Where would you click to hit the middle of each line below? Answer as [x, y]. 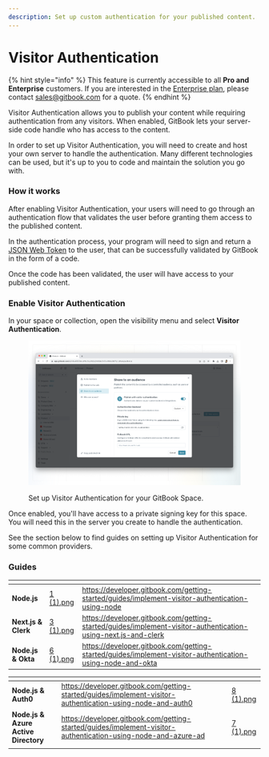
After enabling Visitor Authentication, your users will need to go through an [132, 208]
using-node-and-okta [120, 663]
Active [23, 731]
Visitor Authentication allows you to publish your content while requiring [127, 112]
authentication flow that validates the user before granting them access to [130, 217]
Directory [28, 740]
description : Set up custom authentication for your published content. [132, 17]
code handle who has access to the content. [97, 129]
